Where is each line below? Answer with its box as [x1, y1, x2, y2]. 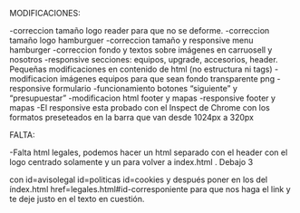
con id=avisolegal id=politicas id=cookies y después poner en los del [9, 174, 268, 185]
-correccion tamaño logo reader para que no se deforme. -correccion [9, 25, 270, 35]
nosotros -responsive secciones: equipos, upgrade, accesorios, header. [9, 54, 278, 64]
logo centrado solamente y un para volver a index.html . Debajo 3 [9, 157, 254, 167]
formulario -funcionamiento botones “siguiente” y [53, 83, 237, 93]
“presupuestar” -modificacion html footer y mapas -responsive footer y [9, 92, 276, 103]
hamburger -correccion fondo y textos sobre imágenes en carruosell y [9, 44, 273, 55]
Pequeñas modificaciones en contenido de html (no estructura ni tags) [9, 63, 274, 74]
